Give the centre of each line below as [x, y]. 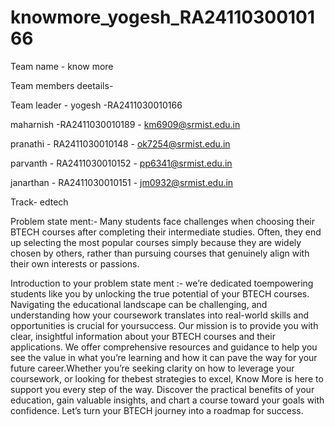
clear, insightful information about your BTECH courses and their [143, 336]
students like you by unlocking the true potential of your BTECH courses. [160, 293]
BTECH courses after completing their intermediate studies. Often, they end [166, 232]
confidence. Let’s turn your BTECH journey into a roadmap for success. [157, 410]
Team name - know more [62, 66]
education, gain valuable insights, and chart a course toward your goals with [167, 400]
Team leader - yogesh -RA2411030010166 [96, 105]
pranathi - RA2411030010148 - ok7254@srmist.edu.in [120, 143]
